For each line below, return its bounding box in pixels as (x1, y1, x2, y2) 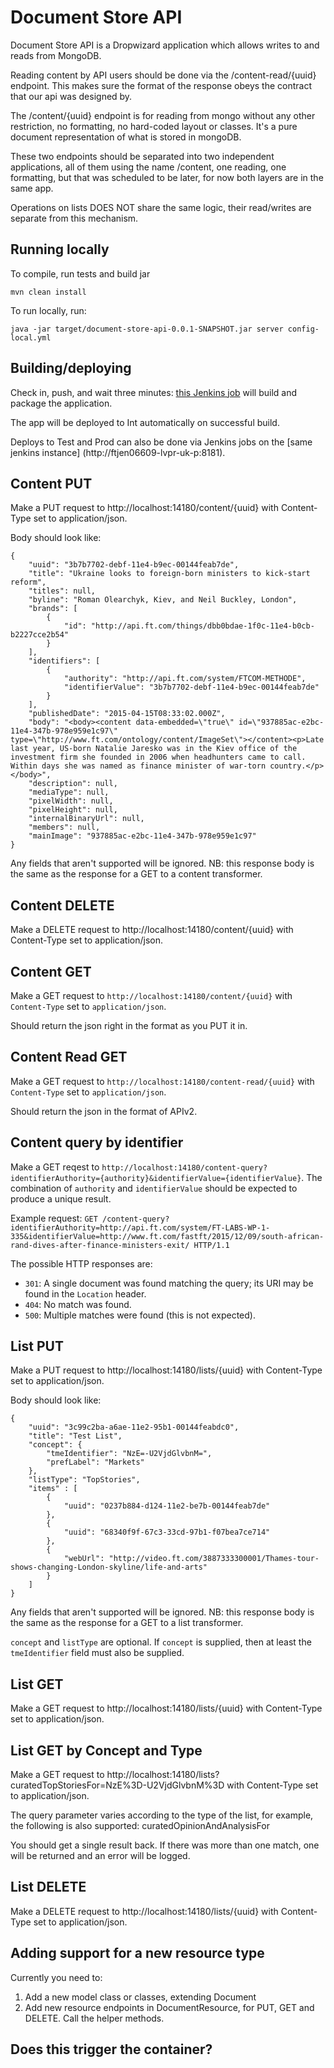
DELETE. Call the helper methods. (24, 2012, 165, 2024)
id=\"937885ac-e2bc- (238, 717, 325, 728)
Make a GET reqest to (10, 1161, 100, 1173)
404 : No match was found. (24, 1298, 132, 1310)
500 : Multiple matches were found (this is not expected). (24, 1309, 256, 1321)
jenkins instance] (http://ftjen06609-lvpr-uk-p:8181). (10, 446, 226, 458)
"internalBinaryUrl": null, (28, 814, 145, 824)
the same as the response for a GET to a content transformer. (10, 868, 263, 880)
